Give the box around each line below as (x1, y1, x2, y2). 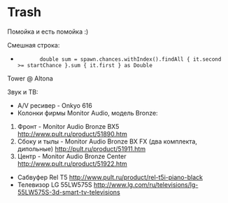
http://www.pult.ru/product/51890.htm (17, 129, 127, 138)
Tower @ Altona (7, 74, 54, 83)
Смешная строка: (7, 41, 60, 49)
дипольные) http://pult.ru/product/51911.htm (17, 144, 145, 153)
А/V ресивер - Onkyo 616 (17, 101, 92, 109)
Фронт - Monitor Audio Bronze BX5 (17, 122, 120, 130)
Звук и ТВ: (7, 87, 38, 96)
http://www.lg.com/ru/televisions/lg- (93, 180, 199, 189)
